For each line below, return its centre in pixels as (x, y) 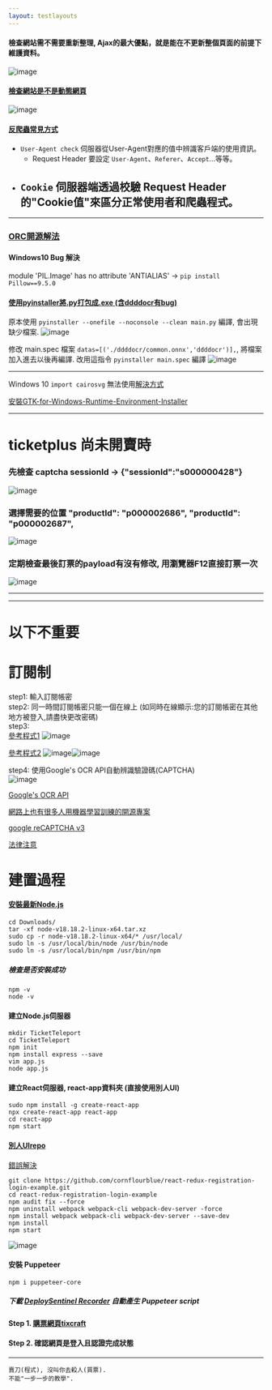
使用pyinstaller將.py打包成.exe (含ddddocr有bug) (93, 302)
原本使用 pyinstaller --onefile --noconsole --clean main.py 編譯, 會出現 (133, 322)
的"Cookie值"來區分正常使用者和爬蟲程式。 (129, 202)
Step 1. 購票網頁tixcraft (47, 1323)
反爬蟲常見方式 (33, 129)
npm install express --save (56, 1054)
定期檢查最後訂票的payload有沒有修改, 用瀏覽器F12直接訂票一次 (133, 564)
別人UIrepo (27, 1145)
